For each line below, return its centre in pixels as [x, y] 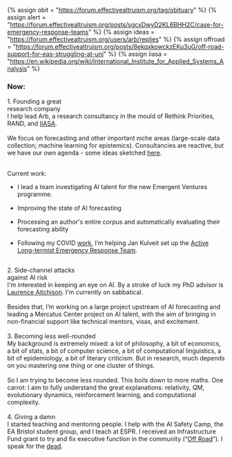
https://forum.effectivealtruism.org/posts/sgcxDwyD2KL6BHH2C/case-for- [117, 25]
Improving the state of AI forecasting [69, 208]
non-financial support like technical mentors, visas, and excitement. [104, 322]
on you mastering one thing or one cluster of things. [81, 366]
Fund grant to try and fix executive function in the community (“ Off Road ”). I [115, 439]
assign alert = [27, 17]
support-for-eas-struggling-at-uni [56, 54]
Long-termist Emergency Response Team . [77, 251]
